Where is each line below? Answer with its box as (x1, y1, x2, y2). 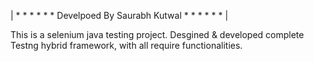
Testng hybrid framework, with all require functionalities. (10, 40, 243, 51)
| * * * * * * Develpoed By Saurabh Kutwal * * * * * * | (10, 10, 229, 21)
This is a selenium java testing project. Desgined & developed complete (10, 29, 305, 40)
